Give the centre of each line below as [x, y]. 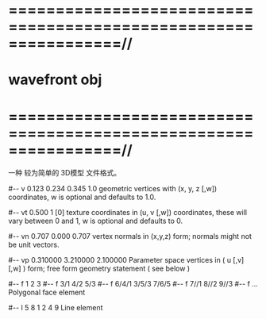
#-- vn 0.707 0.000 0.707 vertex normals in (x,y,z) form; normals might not [130, 236]
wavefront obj [55, 80]
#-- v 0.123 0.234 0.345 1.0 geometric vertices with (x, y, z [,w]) [113, 189]
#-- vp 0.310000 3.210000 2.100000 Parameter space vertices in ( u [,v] [126, 260]
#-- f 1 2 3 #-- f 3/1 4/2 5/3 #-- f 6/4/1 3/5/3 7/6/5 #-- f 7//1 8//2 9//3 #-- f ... [133, 284]
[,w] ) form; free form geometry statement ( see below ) [99, 269]
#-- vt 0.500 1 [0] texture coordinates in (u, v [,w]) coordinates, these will [128, 213]
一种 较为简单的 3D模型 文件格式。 [65, 173]
